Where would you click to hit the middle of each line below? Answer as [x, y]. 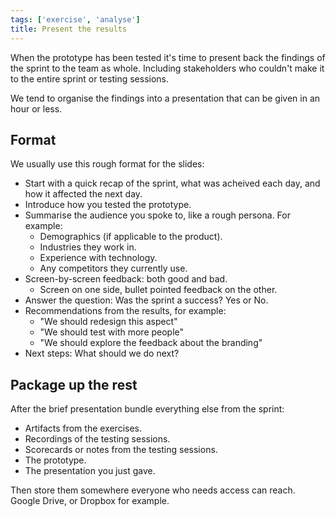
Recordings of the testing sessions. [97, 439]
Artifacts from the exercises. [83, 428]
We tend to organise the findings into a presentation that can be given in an [165, 98]
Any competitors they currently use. [113, 268]
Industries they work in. [88, 247]
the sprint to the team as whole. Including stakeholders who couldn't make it [167, 68]
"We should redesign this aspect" [108, 322]
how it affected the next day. [83, 194]
